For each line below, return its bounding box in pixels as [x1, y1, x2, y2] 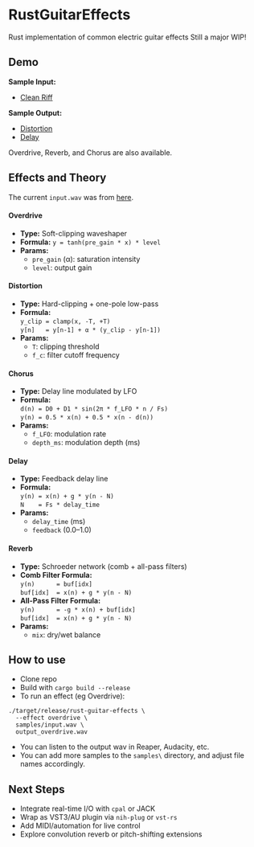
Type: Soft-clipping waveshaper [19, 228, 127, 238]
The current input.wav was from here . [8, 192, 134, 202]
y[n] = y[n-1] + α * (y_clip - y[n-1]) [19, 325, 161, 334]
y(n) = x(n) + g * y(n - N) [19, 493, 114, 501]
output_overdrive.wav [15, 728, 88, 736]
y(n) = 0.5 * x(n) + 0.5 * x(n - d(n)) [19, 414, 154, 422]
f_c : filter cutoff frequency [31, 350, 121, 359]
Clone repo [19, 674, 58, 684]
